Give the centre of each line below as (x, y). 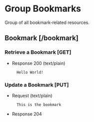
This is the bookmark (39, 105)
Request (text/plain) (32, 96)
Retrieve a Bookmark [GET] (38, 52)
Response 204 (27, 114)
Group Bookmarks (43, 9)
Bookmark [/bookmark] (42, 38)
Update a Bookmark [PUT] (37, 85)
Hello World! (30, 72)
